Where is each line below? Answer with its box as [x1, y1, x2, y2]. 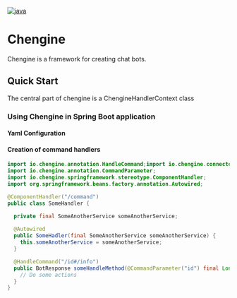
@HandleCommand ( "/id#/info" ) [13, 258, 99, 265]
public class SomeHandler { [7, 200, 90, 207]
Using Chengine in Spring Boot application [7, 112, 156, 121]
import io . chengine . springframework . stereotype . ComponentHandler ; [7, 174, 207, 181]
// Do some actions [20, 271, 78, 278]
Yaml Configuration [7, 129, 66, 138]
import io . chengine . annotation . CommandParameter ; [7, 167, 157, 174]
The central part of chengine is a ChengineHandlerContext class [7, 94, 195, 102]
